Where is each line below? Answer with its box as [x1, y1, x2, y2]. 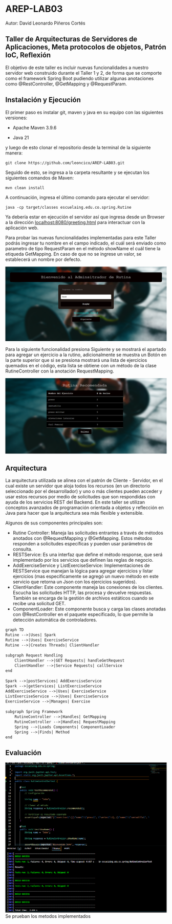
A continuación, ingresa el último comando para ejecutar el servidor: [5, 194, 150, 200]
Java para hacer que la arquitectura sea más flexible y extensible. [5, 510, 144, 516]
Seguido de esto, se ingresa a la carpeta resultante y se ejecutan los [5, 169, 150, 175]
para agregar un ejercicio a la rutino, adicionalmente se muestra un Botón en [5, 351, 167, 358]
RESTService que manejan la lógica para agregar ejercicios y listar [12, 567, 153, 574]
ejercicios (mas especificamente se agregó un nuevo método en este [12, 573, 159, 579]
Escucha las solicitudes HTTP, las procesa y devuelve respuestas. [12, 589, 153, 596]
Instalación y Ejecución [5, 96, 81, 104]
